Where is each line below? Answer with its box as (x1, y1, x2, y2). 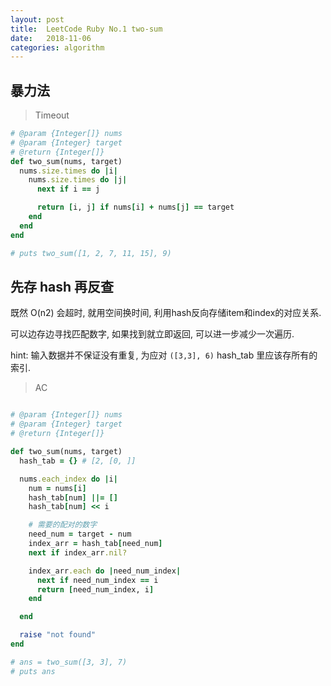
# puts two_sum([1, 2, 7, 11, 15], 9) (10, 248, 172, 258)
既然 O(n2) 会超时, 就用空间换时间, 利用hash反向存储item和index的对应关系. (10, 307, 322, 319)
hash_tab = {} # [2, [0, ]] (19, 456, 137, 466)
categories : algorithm (10, 42, 105, 53)
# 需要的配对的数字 (28, 520, 98, 530)
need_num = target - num (28, 529, 132, 540)
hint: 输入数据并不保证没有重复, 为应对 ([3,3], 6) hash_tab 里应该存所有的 (10, 349, 318, 361)
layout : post (10, 14, 65, 25)
